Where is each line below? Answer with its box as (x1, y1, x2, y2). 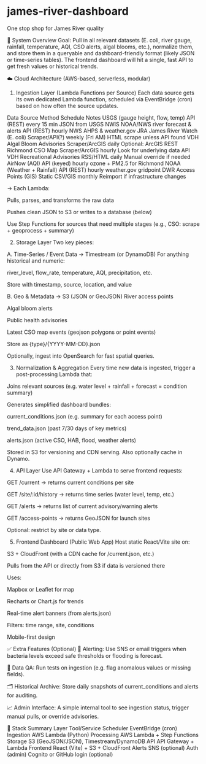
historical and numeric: (7, 257, 65, 264)
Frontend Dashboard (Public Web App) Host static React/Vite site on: (15, 538, 190, 546)
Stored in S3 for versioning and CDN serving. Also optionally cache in (7, 448, 183, 455)
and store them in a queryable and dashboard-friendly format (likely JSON (7, 49, 195, 56)
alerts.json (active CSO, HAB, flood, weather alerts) (7, 436, 137, 444)
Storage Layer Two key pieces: (15, 238, 94, 246)
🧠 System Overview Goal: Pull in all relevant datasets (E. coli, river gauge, (7, 36, 193, 44)
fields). (7, 670, 25, 677)
